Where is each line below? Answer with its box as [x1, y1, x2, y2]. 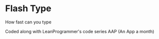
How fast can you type [5, 19, 52, 25]
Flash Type [5, 3, 52, 14]
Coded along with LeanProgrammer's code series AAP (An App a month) [5, 28, 155, 34]
